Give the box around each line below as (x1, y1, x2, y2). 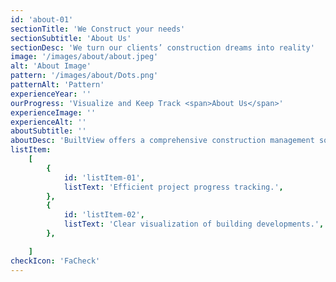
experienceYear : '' (10, 89, 92, 99)
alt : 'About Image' (10, 61, 92, 71)
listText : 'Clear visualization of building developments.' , (63, 219, 325, 230)
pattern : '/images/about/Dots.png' (10, 71, 159, 81)
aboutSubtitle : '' (10, 126, 87, 136)
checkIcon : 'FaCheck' (10, 256, 101, 266)
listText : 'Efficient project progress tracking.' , (63, 182, 284, 192)
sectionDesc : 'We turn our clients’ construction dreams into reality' (10, 42, 315, 53)
